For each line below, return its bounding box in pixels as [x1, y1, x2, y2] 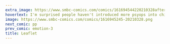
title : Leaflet [5, 31, 37, 36]
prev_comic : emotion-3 [5, 26, 53, 31]
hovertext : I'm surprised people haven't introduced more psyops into [5, 12, 157, 17]
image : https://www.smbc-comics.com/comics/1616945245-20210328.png [5, 17, 153, 22]
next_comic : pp [5, 21, 37, 27]
